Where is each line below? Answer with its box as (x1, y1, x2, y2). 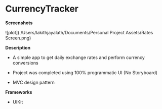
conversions (12, 60, 39, 66)
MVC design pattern (12, 79, 55, 85)
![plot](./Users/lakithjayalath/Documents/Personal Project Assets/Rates (5, 29, 153, 35)
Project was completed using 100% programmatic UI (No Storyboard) (12, 69, 158, 76)
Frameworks (5, 89, 32, 95)
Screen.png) (5, 35, 31, 41)
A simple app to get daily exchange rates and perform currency (12, 54, 145, 61)
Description (5, 44, 31, 50)
